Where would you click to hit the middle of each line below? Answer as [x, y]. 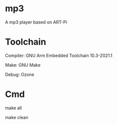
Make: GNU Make [23, 65]
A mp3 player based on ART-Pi [36, 22]
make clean [17, 117]
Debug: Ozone [20, 74]
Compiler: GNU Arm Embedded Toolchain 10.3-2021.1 [59, 55]
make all [13, 108]
